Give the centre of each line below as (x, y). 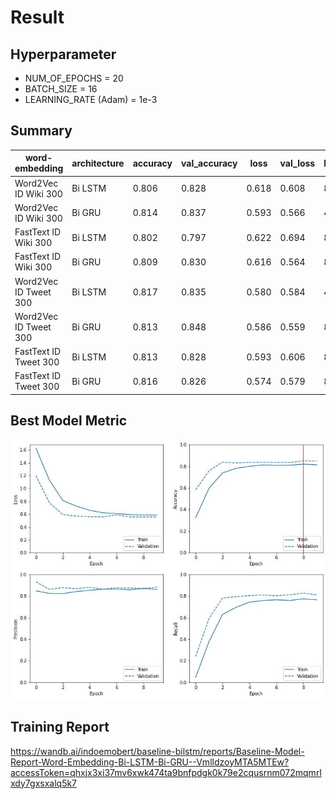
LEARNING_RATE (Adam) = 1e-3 (91, 99)
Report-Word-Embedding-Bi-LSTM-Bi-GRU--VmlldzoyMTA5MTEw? (150, 762)
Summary (41, 131)
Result (37, 17)
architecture (98, 163)
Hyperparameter (63, 54)
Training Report (60, 727)
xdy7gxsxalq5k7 (44, 783)
